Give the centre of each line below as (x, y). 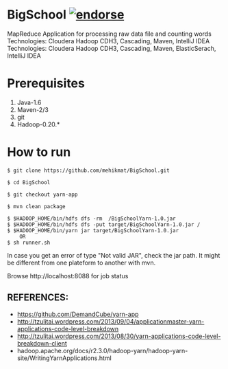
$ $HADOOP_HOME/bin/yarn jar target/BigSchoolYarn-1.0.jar (93, 230)
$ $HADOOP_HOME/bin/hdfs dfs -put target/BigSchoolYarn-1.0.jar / (104, 224)
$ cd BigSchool (29, 182)
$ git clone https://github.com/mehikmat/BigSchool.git (88, 170)
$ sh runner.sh (29, 243)
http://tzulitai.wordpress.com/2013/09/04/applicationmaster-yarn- (111, 321)
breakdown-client (42, 343)
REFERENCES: (38, 298)
